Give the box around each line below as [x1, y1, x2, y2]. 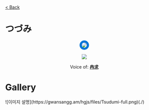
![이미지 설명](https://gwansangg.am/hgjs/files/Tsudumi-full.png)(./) [5, 98, 144, 104]
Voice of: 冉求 [70, 63, 99, 69]
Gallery [5, 82, 36, 93]
